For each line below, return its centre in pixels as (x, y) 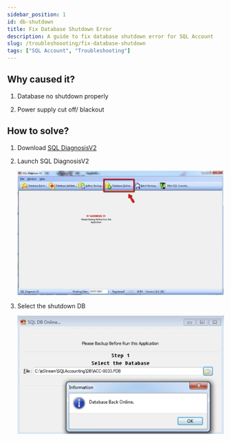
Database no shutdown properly (63, 96)
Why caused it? (41, 79)
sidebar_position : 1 (37, 14)
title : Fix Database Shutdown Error (59, 29)
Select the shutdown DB (51, 305)
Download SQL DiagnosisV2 (57, 147)
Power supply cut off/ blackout (60, 109)
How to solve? (38, 131)
